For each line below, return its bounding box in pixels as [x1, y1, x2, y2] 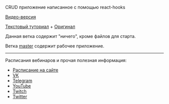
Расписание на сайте [12, 67, 59, 73]
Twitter [12, 93, 28, 99]
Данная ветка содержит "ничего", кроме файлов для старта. [5, 33, 136, 39]
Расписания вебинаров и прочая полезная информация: [5, 57, 127, 63]
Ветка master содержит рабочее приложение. [5, 43, 105, 49]
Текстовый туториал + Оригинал [5, 23, 75, 29]
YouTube [12, 83, 31, 89]
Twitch [12, 88, 27, 94]
